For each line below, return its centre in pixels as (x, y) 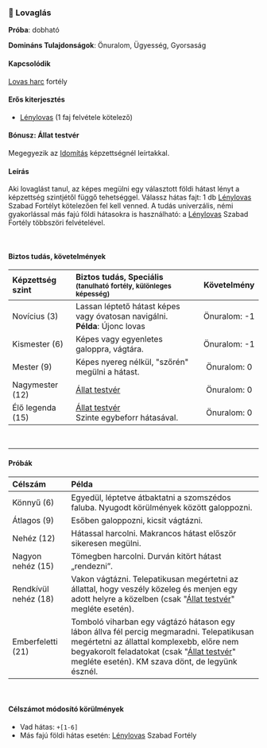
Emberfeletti (35, 641)
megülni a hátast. (107, 372)
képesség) (92, 294)
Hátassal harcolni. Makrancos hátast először (154, 533)
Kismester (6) (38, 344)
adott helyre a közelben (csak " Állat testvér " (153, 599)
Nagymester (35, 385)
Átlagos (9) (33, 520)
